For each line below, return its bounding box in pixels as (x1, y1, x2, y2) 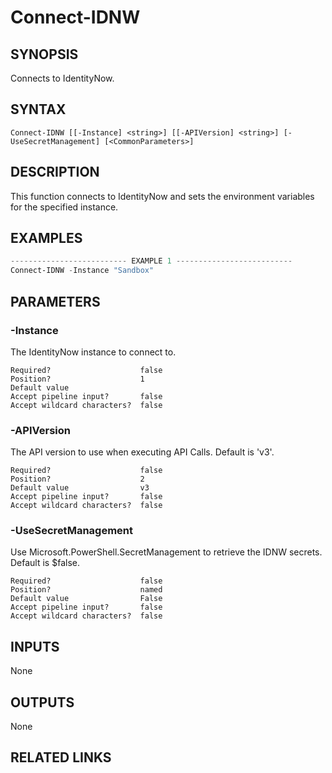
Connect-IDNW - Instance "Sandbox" (10, 266, 155, 276)
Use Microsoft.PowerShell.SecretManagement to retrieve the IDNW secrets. (10, 546, 323, 558)
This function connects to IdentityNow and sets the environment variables (10, 190, 315, 202)
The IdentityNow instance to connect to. (10, 346, 177, 358)
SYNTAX (10, 101, 67, 118)
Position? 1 (10, 374, 145, 384)
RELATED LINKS (10, 749, 112, 766)
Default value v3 (10, 483, 150, 493)
